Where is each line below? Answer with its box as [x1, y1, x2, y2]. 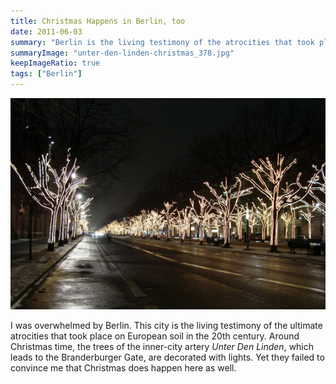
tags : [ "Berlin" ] [10, 69, 83, 79]
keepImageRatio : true [10, 58, 101, 69]
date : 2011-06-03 [10, 26, 83, 37]
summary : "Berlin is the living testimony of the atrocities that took [10, 37, 315, 47]
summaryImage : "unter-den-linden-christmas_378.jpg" [10, 48, 235, 58]
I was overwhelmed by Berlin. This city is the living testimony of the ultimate [10, 319, 323, 331]
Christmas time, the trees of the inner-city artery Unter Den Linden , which [10, 340, 315, 352]
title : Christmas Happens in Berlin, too [10, 16, 186, 26]
